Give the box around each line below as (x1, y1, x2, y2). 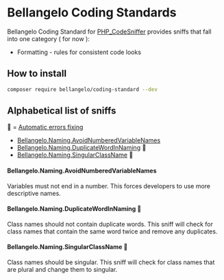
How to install (7, 68, 67, 79)
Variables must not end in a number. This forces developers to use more (7, 181, 211, 190)
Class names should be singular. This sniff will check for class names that (7, 258, 215, 266)
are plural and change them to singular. (7, 266, 118, 274)
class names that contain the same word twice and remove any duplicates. (7, 227, 218, 236)
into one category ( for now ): (7, 34, 90, 42)
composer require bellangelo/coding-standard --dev (7, 86, 158, 93)
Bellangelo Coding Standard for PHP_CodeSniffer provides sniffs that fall (7, 27, 212, 36)
